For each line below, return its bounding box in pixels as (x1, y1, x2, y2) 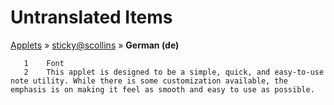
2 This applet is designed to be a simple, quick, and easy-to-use (23, 67, 325, 77)
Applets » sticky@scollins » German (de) (10, 39, 180, 51)
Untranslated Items (10, 6, 173, 29)
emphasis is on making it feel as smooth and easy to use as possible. (10, 84, 315, 95)
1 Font (23, 58, 65, 68)
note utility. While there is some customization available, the (10, 76, 288, 86)
